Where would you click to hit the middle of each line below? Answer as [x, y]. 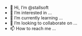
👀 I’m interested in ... [31, 13]
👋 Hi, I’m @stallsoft [29, 8]
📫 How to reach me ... [33, 28]
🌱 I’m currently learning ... [36, 18]
